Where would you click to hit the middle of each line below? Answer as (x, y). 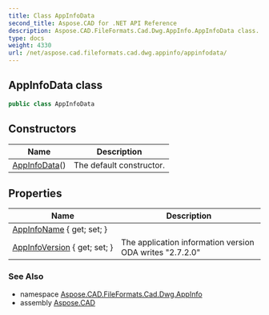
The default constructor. (119, 165)
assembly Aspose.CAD (58, 302)
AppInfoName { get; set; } (60, 229)
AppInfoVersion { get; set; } (63, 248)
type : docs (26, 38)
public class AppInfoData (51, 104)
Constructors (42, 129)
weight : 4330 (30, 46)
